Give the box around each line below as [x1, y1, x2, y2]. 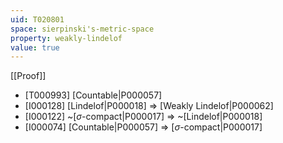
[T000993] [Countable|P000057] [24, 89, 163, 101]
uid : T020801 [10, 14, 65, 25]
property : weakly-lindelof [10, 33, 123, 43]
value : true [10, 42, 60, 53]
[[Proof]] [10, 70, 47, 82]
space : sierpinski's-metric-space [10, 24, 155, 34]
